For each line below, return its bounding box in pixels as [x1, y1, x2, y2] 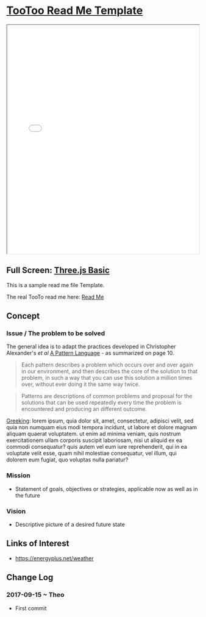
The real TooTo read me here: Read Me [6, 293, 104, 301]
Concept [6, 311, 40, 321]
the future [15, 491, 41, 499]
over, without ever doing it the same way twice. [21, 380, 140, 388]
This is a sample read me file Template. [6, 281, 105, 288]
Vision [6, 507, 26, 515]
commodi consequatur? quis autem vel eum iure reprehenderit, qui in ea [6, 443, 188, 451]
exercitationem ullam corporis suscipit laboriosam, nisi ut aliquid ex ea [6, 437, 183, 444]
